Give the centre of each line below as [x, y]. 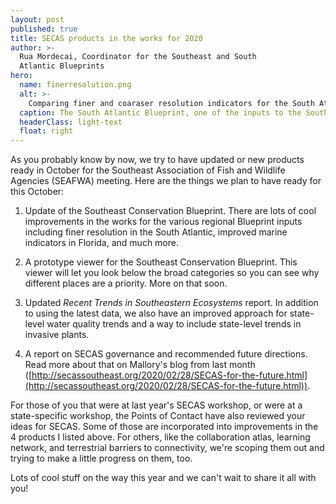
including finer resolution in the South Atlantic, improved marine [156, 232]
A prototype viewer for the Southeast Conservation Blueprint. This [161, 262]
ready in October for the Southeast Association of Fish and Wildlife [148, 170]
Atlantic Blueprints [62, 66]
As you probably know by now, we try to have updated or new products [157, 160]
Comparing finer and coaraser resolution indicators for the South [171, 103]
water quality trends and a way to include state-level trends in [174, 324]
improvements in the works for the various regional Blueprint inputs [163, 222]
